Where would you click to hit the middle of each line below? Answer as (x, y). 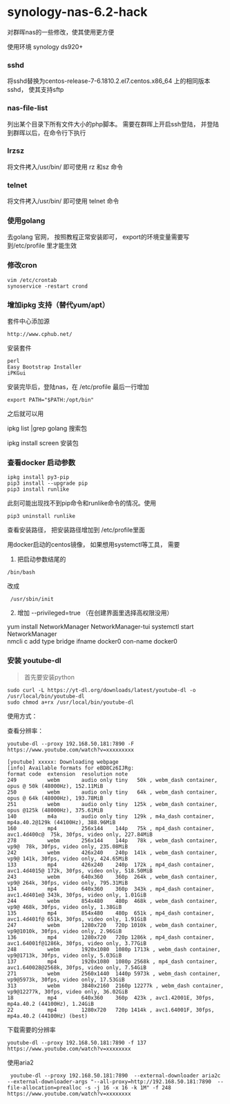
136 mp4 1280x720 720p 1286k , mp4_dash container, (111, 937)
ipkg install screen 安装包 (43, 443)
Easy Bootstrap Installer (44, 367)
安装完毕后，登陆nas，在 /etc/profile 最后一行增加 (78, 387)
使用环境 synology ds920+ (45, 46)
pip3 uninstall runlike (41, 516)
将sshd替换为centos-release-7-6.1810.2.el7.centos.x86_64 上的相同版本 (109, 81)
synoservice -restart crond (48, 286)
